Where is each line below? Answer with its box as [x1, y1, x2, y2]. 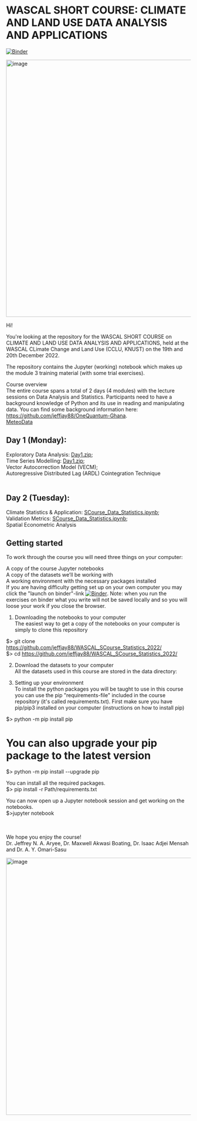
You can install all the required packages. [6, 779, 106, 787]
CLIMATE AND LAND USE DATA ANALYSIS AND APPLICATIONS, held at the [6, 339, 189, 346]
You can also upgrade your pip [6, 736, 157, 749]
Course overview [6, 380, 47, 388]
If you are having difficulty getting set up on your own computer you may [6, 584, 182, 591]
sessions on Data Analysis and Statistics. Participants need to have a [6, 393, 172, 400]
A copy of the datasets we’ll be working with [6, 571, 113, 578]
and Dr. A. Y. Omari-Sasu [6, 846, 67, 853]
